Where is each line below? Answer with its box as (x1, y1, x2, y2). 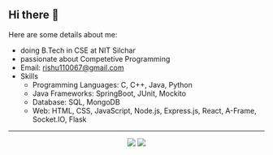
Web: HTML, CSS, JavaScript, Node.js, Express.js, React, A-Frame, (32, 105, 258, 115)
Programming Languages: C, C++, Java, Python (32, 80, 193, 89)
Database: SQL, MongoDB (32, 97, 120, 106)
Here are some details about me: (8, 29, 118, 39)
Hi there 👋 (8, 8, 59, 22)
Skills (19, 71, 39, 81)
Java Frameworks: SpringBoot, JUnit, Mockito (32, 88, 187, 98)
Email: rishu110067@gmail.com (19, 62, 124, 72)
